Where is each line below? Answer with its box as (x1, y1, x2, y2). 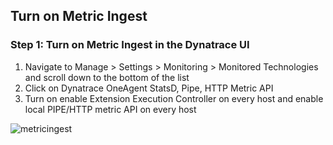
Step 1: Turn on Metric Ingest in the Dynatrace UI (10, 38, 250, 52)
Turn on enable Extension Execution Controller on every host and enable (24, 92, 324, 104)
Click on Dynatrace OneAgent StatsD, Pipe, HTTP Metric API (24, 82, 274, 94)
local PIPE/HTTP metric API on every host (24, 103, 197, 115)
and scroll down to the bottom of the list (24, 71, 190, 83)
